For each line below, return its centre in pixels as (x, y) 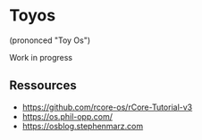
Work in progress (41, 57)
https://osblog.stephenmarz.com (83, 126)
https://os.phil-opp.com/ (67, 116)
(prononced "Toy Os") (50, 40)
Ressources (43, 86)
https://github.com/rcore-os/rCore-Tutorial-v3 (107, 107)
